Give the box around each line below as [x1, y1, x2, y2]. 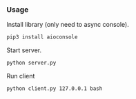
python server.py [6, 60, 57, 67]
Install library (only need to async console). [6, 21, 129, 29]
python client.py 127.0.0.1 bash [6, 85, 103, 92]
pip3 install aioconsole [6, 34, 78, 41]
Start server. [6, 46, 42, 54]
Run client [6, 72, 35, 80]
